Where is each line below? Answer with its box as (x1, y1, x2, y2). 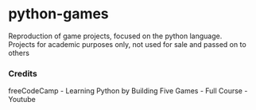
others (8, 48, 30, 57)
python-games (8, 5, 109, 23)
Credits (8, 68, 37, 79)
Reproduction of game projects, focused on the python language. (8, 31, 223, 41)
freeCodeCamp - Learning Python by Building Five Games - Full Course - (8, 86, 248, 96)
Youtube (8, 95, 36, 104)
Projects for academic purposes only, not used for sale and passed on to (8, 39, 246, 49)
